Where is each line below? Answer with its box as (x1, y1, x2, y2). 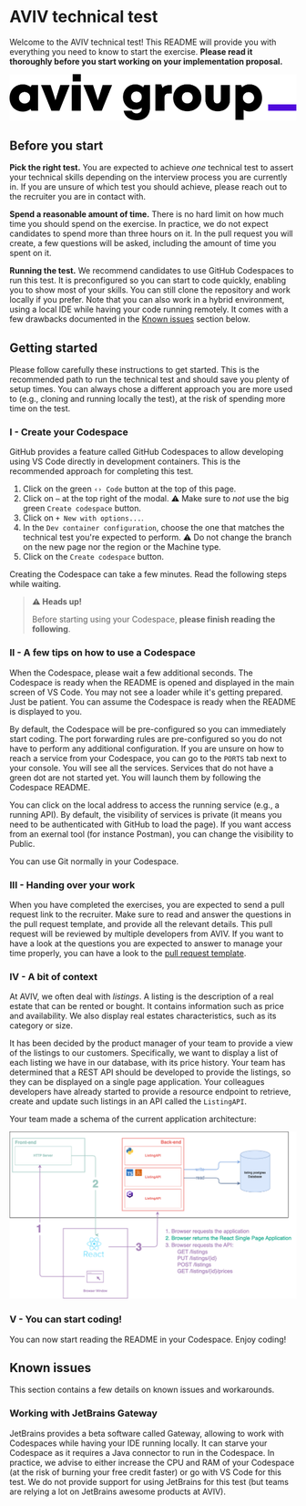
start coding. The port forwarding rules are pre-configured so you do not (9, 733, 282, 744)
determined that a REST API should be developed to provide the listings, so (9, 1067, 291, 1078)
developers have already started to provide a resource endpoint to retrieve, (9, 1087, 291, 1098)
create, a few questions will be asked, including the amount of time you (9, 238, 277, 249)
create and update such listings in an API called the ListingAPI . (9, 1096, 248, 1107)
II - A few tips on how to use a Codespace (9, 646, 196, 659)
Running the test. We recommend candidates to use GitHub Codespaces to (9, 265, 294, 276)
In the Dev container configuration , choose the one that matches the (22, 522, 285, 533)
